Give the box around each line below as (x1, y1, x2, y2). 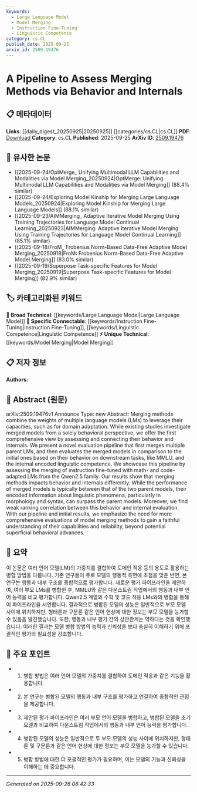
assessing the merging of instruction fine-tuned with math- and (6, 467, 159, 473)
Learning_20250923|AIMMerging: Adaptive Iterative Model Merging (14, 224, 179, 232)
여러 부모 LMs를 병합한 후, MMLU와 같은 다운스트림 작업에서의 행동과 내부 (13, 586, 184, 593)
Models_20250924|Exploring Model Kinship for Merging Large (14, 200, 166, 207)
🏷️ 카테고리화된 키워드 (6, 293, 83, 303)
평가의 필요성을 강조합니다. (21, 630, 83, 637)
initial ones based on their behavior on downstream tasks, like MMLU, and (6, 454, 185, 461)
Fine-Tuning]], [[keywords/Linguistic (51, 324, 140, 331)
